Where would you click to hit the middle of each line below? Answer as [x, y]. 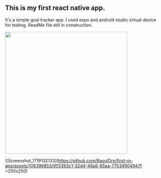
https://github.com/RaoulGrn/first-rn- [95, 160]
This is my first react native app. [55, 8]
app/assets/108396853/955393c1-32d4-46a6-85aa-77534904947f [74, 166]
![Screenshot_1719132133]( [32, 160]
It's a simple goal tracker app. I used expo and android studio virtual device [81, 20]
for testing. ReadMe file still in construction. [49, 25]
